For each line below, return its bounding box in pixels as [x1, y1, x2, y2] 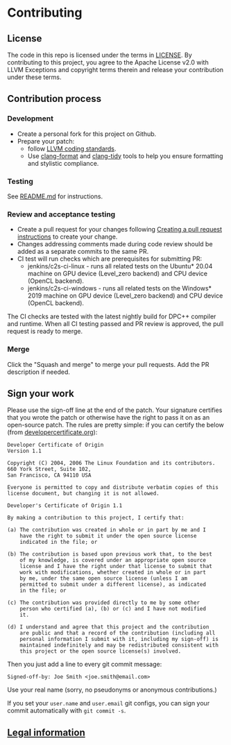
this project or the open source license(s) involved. [19, 648, 182, 655]
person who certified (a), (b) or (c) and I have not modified [19, 606, 207, 613]
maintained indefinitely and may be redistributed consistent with [19, 642, 219, 649]
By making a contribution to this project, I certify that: [7, 515, 185, 522]
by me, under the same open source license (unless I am [19, 575, 188, 582]
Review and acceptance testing [7, 209, 116, 219]
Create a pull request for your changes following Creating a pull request [17, 225, 223, 234]
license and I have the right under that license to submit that [19, 563, 213, 570]
